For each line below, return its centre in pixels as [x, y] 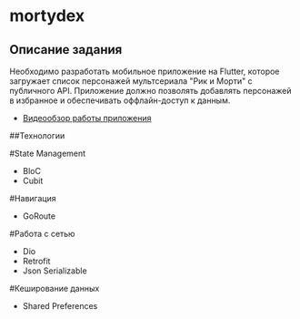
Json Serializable [55, 271]
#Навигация [33, 198]
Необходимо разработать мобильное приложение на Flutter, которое [145, 71]
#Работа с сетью [42, 234]
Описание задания [66, 50]
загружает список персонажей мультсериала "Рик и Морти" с [131, 81]
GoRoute [39, 216]
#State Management [48, 153]
